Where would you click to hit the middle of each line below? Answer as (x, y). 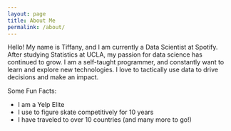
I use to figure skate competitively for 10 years (86, 112)
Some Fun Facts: (32, 91)
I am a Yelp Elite (41, 105)
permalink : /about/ (36, 27)
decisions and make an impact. (53, 77)
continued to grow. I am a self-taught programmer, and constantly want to (116, 62)
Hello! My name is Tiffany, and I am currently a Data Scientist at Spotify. (113, 47)
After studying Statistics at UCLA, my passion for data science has (105, 55)
